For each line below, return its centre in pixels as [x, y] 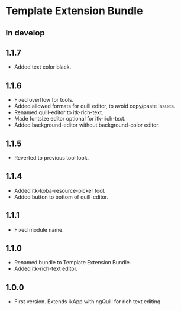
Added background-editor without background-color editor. [87, 125]
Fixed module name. [39, 229]
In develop [25, 33]
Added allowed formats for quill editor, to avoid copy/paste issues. [95, 106]
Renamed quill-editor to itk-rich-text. [59, 112]
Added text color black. [43, 67]
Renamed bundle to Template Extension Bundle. [72, 263]
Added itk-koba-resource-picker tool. [60, 190]
